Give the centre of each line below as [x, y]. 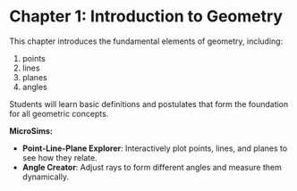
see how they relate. [59, 157]
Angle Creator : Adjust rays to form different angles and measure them [152, 167]
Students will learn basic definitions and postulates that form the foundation [149, 104]
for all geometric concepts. [59, 113]
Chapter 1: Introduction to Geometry [146, 17]
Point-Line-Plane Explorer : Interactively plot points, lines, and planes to [155, 148]
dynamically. [46, 177]
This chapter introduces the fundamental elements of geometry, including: [146, 41]
